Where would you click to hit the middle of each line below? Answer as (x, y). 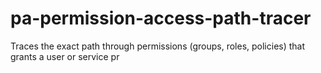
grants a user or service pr (65, 56)
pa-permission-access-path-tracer (161, 18)
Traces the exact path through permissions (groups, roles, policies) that (158, 46)
